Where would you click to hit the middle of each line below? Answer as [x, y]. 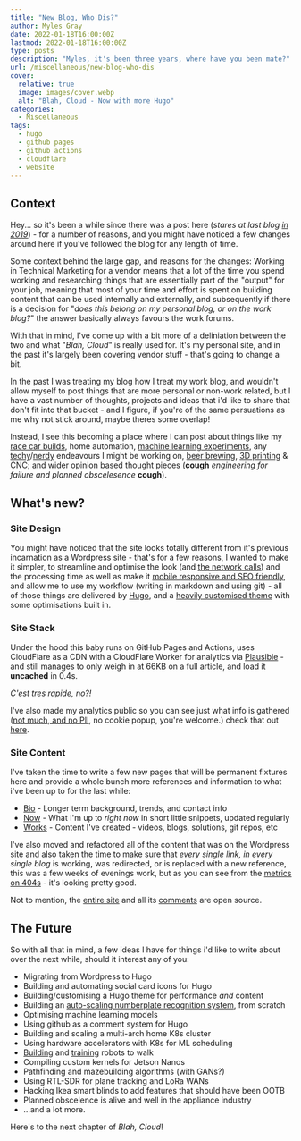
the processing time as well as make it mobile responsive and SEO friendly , [148, 576]
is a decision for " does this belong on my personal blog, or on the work [141, 308]
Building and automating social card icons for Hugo [117, 986]
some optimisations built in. [61, 604]
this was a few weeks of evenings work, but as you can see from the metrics [151, 874]
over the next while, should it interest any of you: [100, 959]
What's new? [48, 503]
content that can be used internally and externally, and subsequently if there [150, 300]
